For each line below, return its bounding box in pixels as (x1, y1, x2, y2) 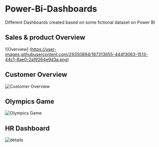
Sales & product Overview (5, 33, 86, 42)
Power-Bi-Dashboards (5, 3, 97, 15)
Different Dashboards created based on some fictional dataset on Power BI (5, 19, 155, 25)
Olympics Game (5, 97, 54, 105)
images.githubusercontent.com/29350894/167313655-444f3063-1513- (5, 51, 148, 57)
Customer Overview (5, 71, 68, 79)
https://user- (31, 46, 57, 52)
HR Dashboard (5, 124, 50, 132)
